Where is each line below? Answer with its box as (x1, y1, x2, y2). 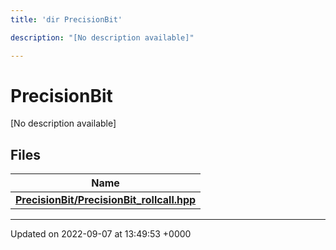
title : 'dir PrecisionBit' (10, 14, 123, 25)
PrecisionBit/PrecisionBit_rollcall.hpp (15, 193, 197, 207)
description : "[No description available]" (10, 32, 195, 43)
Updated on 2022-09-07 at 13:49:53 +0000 (10, 228, 192, 240)
